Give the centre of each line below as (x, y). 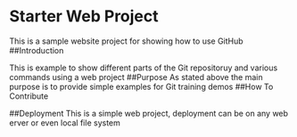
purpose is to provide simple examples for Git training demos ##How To (141, 86)
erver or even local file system (65, 123)
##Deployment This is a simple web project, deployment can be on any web (148, 113)
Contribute (29, 96)
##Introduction (37, 50)
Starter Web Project (84, 16)
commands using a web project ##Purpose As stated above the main (136, 77)
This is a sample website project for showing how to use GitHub (126, 41)
